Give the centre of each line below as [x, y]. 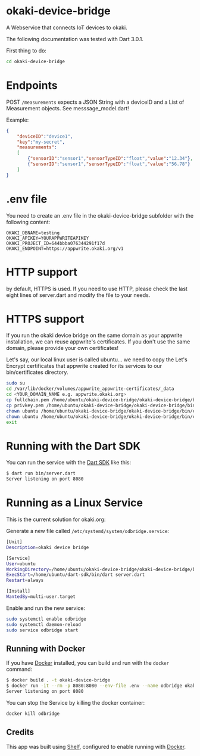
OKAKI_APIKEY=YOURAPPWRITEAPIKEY [48, 238]
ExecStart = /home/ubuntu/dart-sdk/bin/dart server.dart [76, 575]
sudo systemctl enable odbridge [46, 619]
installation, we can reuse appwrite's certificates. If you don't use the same [98, 342]
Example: [18, 120]
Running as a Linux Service [75, 503]
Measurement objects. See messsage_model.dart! [68, 108]
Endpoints [32, 85]
